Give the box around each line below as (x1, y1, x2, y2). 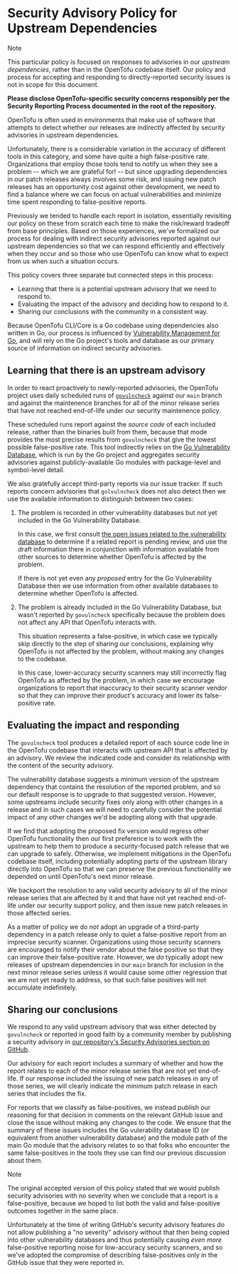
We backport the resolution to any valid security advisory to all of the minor (7, 886, 228, 895)
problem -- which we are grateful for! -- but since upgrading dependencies (7, 167, 227, 175)
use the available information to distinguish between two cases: (7, 494, 194, 503)
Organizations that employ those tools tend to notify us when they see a (7, 159, 218, 168)
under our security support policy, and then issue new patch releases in (17, 901, 228, 909)
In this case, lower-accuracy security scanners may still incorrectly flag (17, 668, 227, 677)
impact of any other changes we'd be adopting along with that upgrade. (7, 812, 218, 821)
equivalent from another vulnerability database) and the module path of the (7, 1133, 227, 1142)
